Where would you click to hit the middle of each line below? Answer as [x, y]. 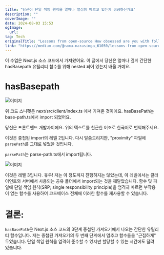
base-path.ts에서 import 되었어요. [38, 117]
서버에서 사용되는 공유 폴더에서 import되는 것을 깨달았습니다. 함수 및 [87, 181]
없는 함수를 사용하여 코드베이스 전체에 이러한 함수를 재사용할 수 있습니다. [79, 193]
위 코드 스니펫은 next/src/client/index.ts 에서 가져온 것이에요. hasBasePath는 [80, 111]
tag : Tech [15, 37]
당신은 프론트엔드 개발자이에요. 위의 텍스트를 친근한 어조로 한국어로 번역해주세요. [82, 127]
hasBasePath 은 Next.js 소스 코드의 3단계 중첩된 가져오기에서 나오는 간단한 [75, 229]
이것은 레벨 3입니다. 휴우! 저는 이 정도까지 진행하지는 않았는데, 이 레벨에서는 [77, 175]
